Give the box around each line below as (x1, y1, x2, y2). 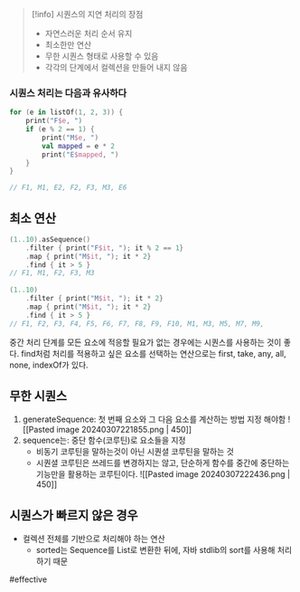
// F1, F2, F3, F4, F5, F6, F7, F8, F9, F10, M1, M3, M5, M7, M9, (9, 319, 265, 329)
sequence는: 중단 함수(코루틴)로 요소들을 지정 (22, 434, 186, 446)
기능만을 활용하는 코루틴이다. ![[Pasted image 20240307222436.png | (35, 469, 291, 480)
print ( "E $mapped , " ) (42, 149, 119, 159)
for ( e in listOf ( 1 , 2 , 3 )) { (9, 108, 124, 117)
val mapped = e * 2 (42, 141, 116, 150)
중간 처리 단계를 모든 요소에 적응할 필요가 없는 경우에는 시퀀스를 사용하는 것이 (9, 337, 282, 348)
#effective (9, 574, 48, 585)
